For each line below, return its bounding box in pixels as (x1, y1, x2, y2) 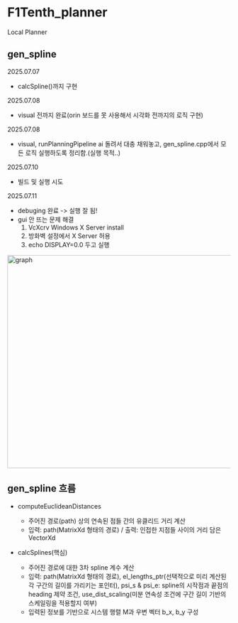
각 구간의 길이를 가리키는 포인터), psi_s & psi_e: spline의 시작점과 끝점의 (28, 580, 229, 590)
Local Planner (7, 28, 47, 36)
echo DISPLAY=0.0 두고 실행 (28, 240, 110, 249)
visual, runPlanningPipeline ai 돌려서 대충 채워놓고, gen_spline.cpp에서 (17, 139, 220, 148)
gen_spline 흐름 (7, 482, 76, 494)
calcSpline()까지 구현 (17, 82, 78, 90)
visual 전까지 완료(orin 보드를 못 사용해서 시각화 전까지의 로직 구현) (17, 111, 204, 119)
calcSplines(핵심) (17, 548, 68, 556)
